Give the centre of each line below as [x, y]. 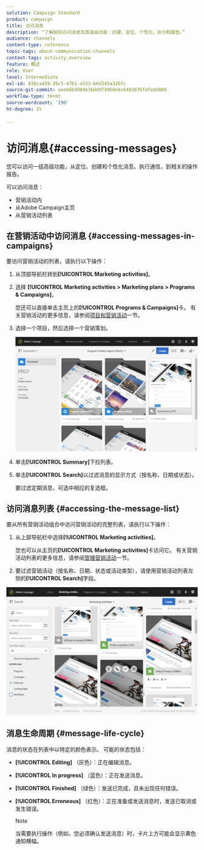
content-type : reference [38, 45]
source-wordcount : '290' [38, 103]
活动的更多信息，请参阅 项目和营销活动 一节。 [87, 315]
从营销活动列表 [34, 215]
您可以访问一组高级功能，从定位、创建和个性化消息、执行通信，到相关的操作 [102, 166]
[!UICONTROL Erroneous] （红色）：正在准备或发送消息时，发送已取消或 [106, 801]
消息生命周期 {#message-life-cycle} [75, 733]
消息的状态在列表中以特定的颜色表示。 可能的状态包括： [76, 749]
